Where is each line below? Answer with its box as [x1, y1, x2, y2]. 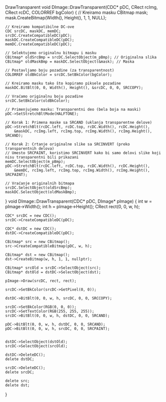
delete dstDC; [5, 357, 35, 362]
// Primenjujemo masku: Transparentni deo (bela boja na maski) [5, 107, 141, 112]
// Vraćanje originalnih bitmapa [5, 181, 75, 186]
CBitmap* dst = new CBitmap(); [5, 252, 70, 257]
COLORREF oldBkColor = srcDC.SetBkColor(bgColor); [5, 72, 112, 77]
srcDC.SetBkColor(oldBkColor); [5, 98, 70, 103]
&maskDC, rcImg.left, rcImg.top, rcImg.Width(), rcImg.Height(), [14, 129, 153, 134]
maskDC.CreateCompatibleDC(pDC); [5, 37, 75, 42]
